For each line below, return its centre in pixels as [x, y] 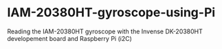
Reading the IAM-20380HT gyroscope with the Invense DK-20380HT [105, 31]
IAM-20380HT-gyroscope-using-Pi [111, 13]
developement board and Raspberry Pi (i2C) [70, 38]
